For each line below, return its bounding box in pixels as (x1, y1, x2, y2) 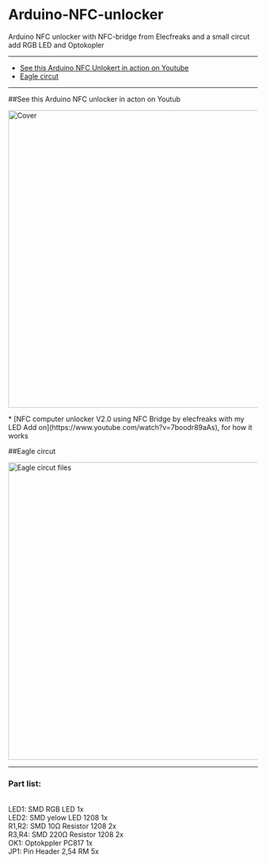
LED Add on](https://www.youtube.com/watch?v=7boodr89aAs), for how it (8, 422, 253, 432)
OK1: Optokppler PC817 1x (8, 839, 93, 848)
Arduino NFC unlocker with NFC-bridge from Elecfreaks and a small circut (8, 32, 250, 41)
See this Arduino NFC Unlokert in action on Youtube (19, 63, 189, 72)
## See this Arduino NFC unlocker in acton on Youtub (8, 94, 180, 104)
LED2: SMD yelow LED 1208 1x (8, 813, 108, 823)
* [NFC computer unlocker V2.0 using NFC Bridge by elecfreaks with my (8, 414, 245, 424)
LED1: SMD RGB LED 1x (8, 804, 85, 814)
